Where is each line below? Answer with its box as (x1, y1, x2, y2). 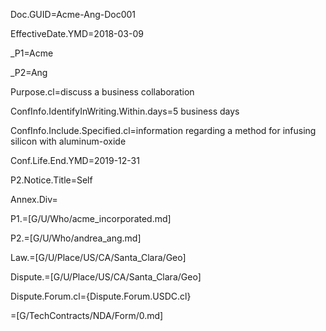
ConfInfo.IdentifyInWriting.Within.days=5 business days (10, 105, 240, 117)
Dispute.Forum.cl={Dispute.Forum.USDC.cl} (10, 290, 192, 302)
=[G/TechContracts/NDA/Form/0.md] (10, 310, 164, 321)
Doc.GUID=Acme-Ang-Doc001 (10, 9, 137, 20)
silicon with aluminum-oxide (10, 135, 127, 147)
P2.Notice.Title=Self (10, 174, 93, 186)
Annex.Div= (10, 194, 58, 205)
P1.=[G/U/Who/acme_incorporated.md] (10, 213, 172, 224)
